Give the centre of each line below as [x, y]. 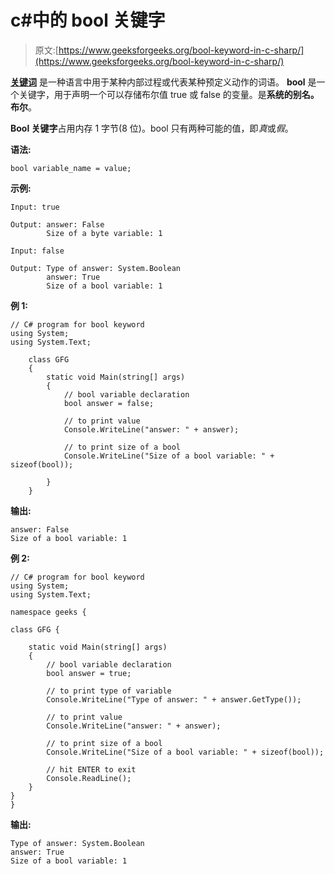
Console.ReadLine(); [89, 778]
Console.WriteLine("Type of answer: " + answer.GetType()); [174, 699]
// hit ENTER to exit [91, 769]
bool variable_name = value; [71, 168]
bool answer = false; [109, 403]
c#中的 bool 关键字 [88, 20]
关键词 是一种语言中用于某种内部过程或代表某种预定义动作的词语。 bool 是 [163, 82]
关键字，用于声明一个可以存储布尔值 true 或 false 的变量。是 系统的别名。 [169, 94]
